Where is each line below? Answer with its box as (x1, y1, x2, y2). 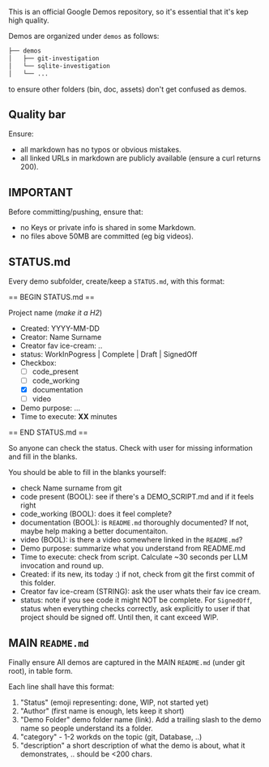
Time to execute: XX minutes (19, 412, 117, 422)
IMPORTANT (8, 186, 73, 199)
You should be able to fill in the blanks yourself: (8, 468, 167, 478)
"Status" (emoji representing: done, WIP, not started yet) (19, 697, 209, 707)
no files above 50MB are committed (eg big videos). (19, 231, 194, 242)
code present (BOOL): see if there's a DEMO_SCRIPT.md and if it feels (19, 492, 254, 502)
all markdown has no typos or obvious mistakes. (19, 145, 181, 155)
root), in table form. (8, 666, 73, 675)
